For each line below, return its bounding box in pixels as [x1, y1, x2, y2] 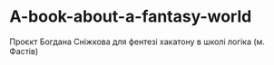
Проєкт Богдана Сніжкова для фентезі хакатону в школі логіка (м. [9, 36, 266, 47]
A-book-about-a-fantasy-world [9, 6, 252, 27]
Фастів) [9, 45, 39, 56]
